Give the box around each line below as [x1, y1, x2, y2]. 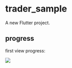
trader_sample [5, 3, 67, 15]
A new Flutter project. [5, 20, 50, 26]
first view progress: [5, 47, 45, 53]
